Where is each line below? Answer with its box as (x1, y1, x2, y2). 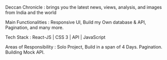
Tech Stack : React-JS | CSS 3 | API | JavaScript (5, 34, 106, 40)
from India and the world (5, 9, 57, 15)
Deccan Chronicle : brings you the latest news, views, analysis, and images (5, 4, 162, 10)
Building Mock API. (5, 49, 45, 55)
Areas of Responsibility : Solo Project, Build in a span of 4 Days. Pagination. (5, 44, 163, 49)
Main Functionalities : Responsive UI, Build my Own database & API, (5, 19, 146, 25)
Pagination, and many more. (5, 24, 64, 30)
